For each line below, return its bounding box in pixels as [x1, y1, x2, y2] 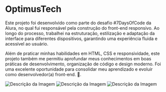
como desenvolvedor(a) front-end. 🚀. [5, 71, 82, 77]
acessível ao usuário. [5, 41, 49, 46]
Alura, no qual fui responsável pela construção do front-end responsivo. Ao [5, 25, 160, 31]
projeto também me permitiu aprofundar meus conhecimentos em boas [5, 55, 152, 61]
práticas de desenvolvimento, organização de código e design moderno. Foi [5, 61, 162, 67]
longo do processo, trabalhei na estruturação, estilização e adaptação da [5, 30, 155, 36]
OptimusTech [5, 3, 62, 15]
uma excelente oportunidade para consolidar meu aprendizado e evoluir [5, 66, 153, 72]
